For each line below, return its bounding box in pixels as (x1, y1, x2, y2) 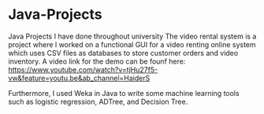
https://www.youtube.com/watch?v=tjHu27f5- (8, 64, 158, 74)
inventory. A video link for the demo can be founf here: (8, 57, 186, 66)
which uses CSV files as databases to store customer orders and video (8, 48, 239, 57)
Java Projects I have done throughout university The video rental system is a (8, 31, 257, 41)
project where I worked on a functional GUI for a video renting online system (8, 39, 256, 49)
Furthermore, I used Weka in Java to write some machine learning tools (8, 88, 240, 97)
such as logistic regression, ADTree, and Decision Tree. (8, 97, 188, 106)
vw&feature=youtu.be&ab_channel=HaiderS (8, 73, 151, 83)
